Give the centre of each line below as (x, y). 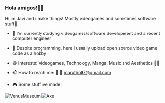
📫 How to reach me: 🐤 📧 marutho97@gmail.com (62, 73)
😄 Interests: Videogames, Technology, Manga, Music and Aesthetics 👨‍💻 (86, 63)
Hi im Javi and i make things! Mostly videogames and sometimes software (81, 19)
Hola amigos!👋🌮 (25, 8)
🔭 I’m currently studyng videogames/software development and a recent (86, 34)
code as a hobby (29, 53)
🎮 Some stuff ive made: (37, 85)
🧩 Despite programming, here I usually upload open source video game (85, 48)
